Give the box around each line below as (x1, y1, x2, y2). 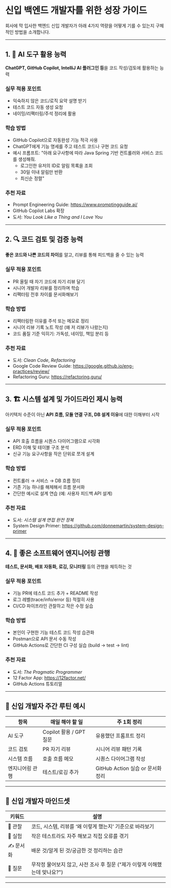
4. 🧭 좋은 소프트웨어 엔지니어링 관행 (5, 549, 110, 558)
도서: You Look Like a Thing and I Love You (12, 214, 103, 220)
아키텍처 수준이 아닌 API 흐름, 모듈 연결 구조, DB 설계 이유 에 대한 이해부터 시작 (5, 412, 160, 418)
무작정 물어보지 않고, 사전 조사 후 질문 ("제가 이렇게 (31, 861, 147, 868)
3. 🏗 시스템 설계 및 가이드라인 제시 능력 (5, 395, 123, 403)
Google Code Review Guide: (12, 363, 72, 369)
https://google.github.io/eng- (73, 363, 134, 369)
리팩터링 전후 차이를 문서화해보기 (12, 291, 78, 297)
